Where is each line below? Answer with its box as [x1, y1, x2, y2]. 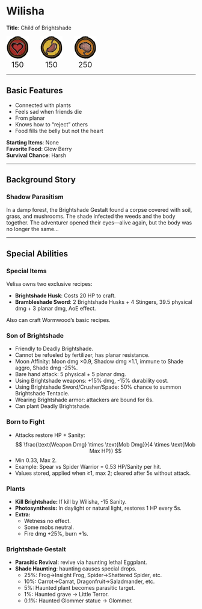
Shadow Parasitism [6, 193, 64, 201]
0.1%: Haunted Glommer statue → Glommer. [23, 597, 133, 604]
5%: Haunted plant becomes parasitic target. [23, 584, 135, 592]
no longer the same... [6, 226, 59, 233]
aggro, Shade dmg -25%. [14, 364, 78, 371]
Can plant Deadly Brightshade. [14, 403, 91, 410]
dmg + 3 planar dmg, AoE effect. [14, 305, 96, 312]
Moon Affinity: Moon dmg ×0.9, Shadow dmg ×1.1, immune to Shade [14, 358, 183, 365]
